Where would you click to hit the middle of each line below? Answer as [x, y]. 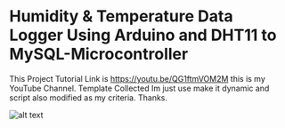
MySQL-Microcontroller [99, 54]
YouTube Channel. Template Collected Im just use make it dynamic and [139, 88]
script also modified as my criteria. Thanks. [88, 97]
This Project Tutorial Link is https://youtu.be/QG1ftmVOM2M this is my [137, 78]
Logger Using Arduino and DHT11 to [143, 35]
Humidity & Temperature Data [121, 16]
